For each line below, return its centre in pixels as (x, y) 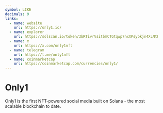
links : (12, 18)
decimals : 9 (17, 14)
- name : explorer (27, 32)
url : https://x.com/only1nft (43, 46)
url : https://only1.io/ (38, 28)
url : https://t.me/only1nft (42, 55)
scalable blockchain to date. (33, 106)
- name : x (19, 41)
